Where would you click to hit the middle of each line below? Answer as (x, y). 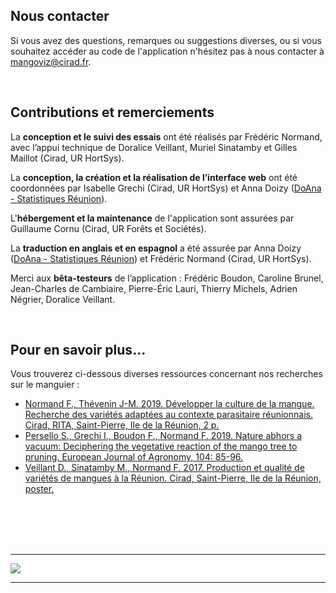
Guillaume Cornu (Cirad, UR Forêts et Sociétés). (108, 228)
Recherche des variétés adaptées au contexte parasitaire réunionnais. (168, 415)
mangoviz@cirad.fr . (51, 61)
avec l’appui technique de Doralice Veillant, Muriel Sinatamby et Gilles (154, 147)
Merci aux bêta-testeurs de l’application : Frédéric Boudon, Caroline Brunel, (167, 278)
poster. (39, 489)
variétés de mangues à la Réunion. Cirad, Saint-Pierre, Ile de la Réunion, (173, 478)
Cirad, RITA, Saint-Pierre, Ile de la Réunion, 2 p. (122, 425)
